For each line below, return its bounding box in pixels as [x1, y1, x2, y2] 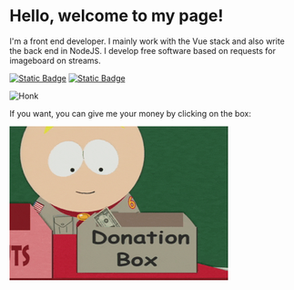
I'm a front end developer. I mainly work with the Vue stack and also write [9, 36, 285, 47]
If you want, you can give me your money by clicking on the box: [9, 108, 252, 119]
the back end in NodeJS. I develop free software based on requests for [9, 45, 276, 56]
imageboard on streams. [9, 55, 102, 66]
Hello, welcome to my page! [9, 5, 224, 26]
